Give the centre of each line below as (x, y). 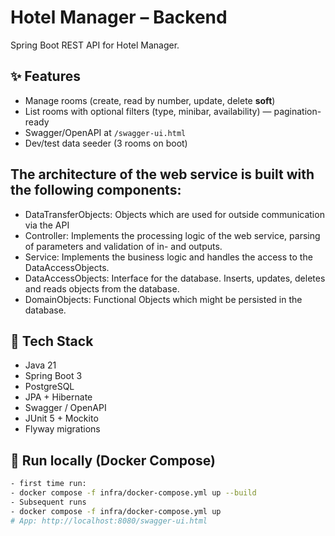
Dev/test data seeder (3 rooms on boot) (106, 143)
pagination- (297, 111)
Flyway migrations (62, 429)
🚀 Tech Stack (52, 341)
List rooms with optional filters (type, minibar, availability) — (148, 111)
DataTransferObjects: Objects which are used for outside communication (174, 214)
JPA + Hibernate (58, 397)
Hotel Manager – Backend (119, 17)
